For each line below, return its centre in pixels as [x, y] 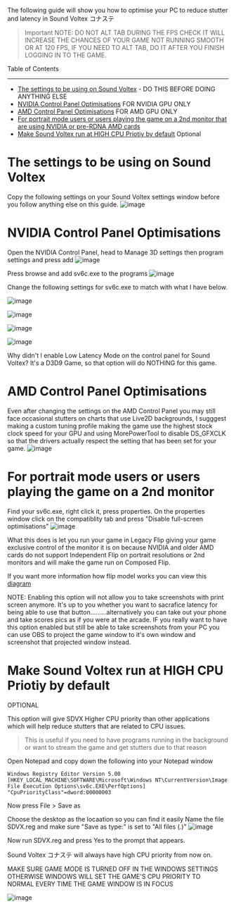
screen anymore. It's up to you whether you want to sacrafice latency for [112, 605]
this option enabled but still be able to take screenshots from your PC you [113, 627]
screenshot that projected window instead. [69, 642]
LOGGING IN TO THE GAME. [65, 55]
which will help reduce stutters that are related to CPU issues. [97, 726]
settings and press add [40, 259]
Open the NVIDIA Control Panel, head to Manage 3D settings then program [116, 252]
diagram [19, 583]
